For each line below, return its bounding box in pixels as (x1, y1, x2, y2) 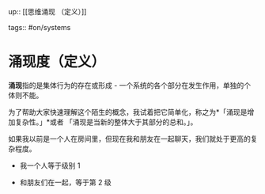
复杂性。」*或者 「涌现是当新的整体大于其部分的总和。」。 (14, 117, 198, 127)
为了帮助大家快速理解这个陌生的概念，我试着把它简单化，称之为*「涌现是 (8, 107, 248, 116)
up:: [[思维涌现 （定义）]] (8, 7, 87, 16)
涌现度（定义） (8, 53, 106, 71)
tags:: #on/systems (8, 23, 71, 32)
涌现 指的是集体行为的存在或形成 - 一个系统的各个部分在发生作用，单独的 (8, 80, 244, 89)
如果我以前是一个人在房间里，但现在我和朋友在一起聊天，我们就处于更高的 (8, 134, 251, 143)
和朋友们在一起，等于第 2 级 (19, 177, 112, 187)
